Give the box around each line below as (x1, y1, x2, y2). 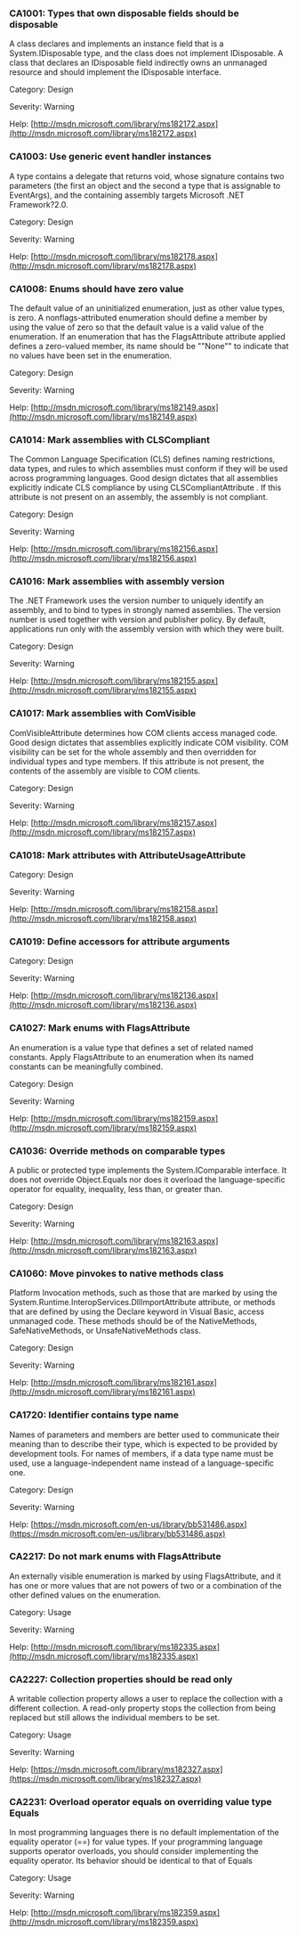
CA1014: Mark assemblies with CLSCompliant (9, 433, 211, 445)
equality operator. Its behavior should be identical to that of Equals (9, 1856, 254, 1867)
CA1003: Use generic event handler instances (9, 151, 212, 163)
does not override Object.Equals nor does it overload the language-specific (9, 1174, 286, 1185)
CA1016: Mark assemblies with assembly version (9, 576, 225, 588)
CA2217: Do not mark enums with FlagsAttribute (9, 1550, 221, 1563)
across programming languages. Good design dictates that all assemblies (9, 473, 278, 484)
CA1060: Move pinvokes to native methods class (9, 1267, 224, 1279)
